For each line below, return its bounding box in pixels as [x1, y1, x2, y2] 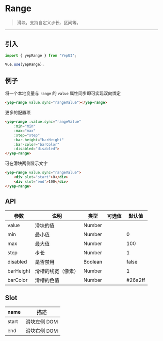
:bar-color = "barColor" [14, 142, 60, 147]
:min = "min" [14, 124, 36, 129]
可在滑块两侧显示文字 [5, 160, 48, 166]
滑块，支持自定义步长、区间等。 [16, 19, 81, 25]
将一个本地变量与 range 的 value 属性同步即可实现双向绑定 [5, 91, 121, 96]
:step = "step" [14, 133, 40, 138]
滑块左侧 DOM [25, 319, 58, 325]
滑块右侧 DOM [25, 327, 58, 334]
